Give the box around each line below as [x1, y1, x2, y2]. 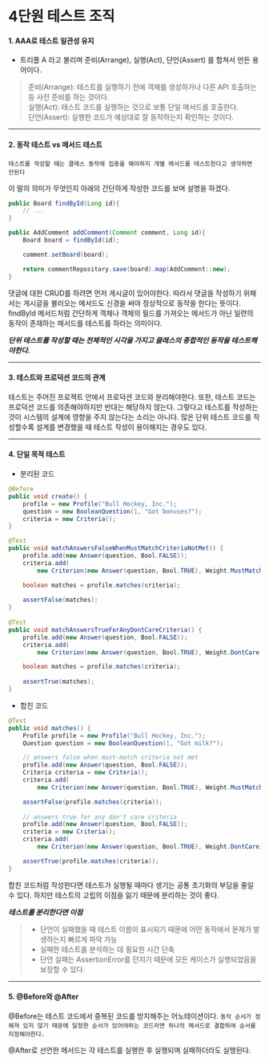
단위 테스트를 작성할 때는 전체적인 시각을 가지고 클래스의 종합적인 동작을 [8, 335, 230, 345]
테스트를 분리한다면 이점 [8, 907, 83, 917]
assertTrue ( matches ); [22, 677, 94, 686]
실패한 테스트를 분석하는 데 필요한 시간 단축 [39, 944, 175, 954]
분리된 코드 [19, 469, 55, 478]
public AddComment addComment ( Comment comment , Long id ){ [8, 229, 206, 237]
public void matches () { [8, 724, 91, 732]
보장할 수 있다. [39, 964, 86, 974]
